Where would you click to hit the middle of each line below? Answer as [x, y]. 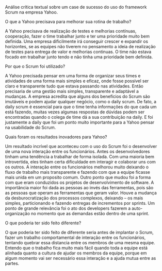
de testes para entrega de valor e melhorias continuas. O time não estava [78, 52]
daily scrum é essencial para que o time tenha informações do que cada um [81, 107]
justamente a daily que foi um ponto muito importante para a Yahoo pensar [80, 122]
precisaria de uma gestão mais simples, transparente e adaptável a [72, 91]
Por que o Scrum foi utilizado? [35, 66]
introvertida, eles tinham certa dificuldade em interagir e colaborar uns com [81, 162]
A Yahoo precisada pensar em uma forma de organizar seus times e [73, 76]
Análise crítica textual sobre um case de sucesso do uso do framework [76, 7]
